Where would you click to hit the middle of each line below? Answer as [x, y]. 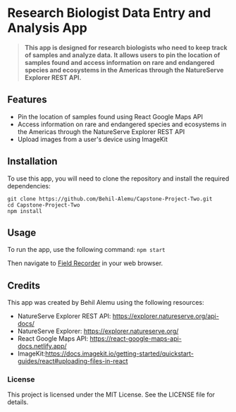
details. [18, 402]
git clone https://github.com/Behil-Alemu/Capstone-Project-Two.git [110, 199]
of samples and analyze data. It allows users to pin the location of [122, 55]
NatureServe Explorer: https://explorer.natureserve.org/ [98, 331]
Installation [32, 161]
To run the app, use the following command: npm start [86, 250]
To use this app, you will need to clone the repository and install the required [118, 178]
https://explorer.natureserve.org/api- [166, 316]
